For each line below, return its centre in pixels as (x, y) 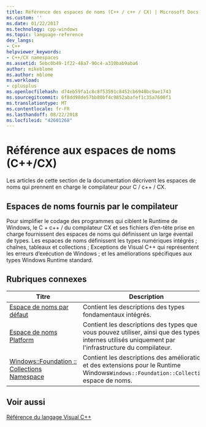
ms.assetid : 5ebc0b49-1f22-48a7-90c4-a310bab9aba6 (72, 63)
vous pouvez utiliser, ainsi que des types (141, 332)
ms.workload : (23, 80)
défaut (19, 314)
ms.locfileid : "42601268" (39, 120)
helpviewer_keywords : (34, 52)
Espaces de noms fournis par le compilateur (92, 206)
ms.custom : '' (25, 18)
